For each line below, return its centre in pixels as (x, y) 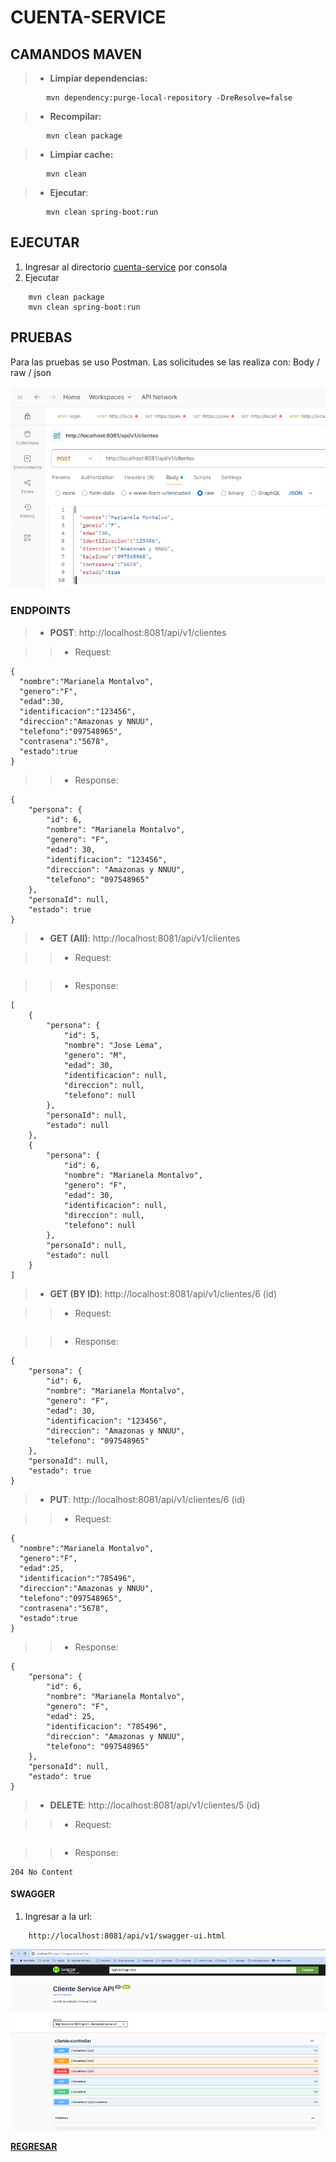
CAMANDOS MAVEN (76, 54)
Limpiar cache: (81, 154)
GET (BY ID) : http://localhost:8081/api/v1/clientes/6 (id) (163, 1293)
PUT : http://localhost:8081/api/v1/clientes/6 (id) (147, 1499)
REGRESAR (34, 2147)
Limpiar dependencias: (98, 78)
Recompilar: (75, 116)
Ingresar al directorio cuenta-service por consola (126, 267)
